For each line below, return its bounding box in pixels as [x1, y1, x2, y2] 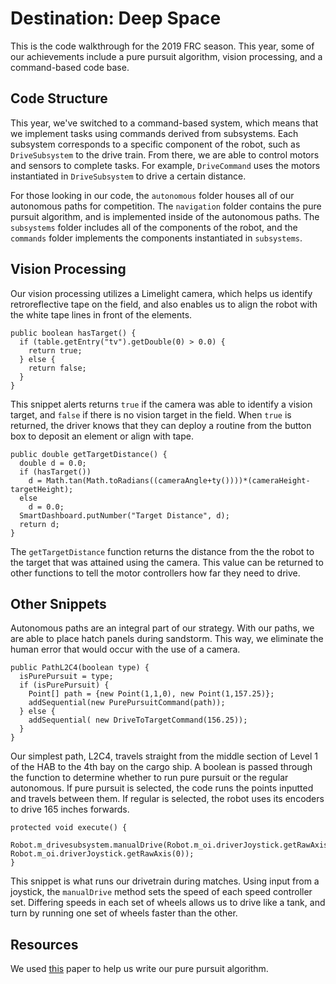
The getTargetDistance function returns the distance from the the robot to [10, 545, 315, 557]
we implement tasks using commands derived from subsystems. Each [10, 127, 299, 139]
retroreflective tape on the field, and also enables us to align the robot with [10, 298, 318, 310]
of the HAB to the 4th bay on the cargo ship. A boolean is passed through [10, 761, 313, 773]
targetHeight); [10, 484, 74, 494]
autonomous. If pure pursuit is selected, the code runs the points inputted [10, 782, 314, 794]
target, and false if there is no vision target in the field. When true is [10, 408, 292, 421]
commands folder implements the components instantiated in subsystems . [10, 232, 303, 244]
